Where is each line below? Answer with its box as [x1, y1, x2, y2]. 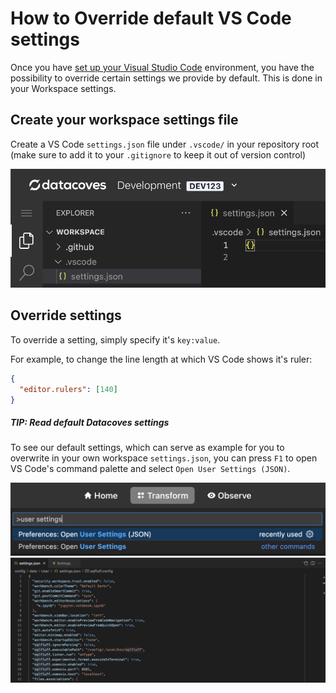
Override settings [10, 307, 122, 324]
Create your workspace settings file [10, 112, 239, 129]
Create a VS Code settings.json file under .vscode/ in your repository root [10, 138, 319, 150]
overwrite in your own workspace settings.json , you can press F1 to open [10, 452, 318, 464]
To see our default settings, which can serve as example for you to [10, 442, 285, 454]
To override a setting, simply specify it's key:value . [10, 333, 221, 346]
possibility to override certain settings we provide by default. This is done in [10, 72, 323, 84]
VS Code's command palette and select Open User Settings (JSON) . [10, 463, 291, 475]
